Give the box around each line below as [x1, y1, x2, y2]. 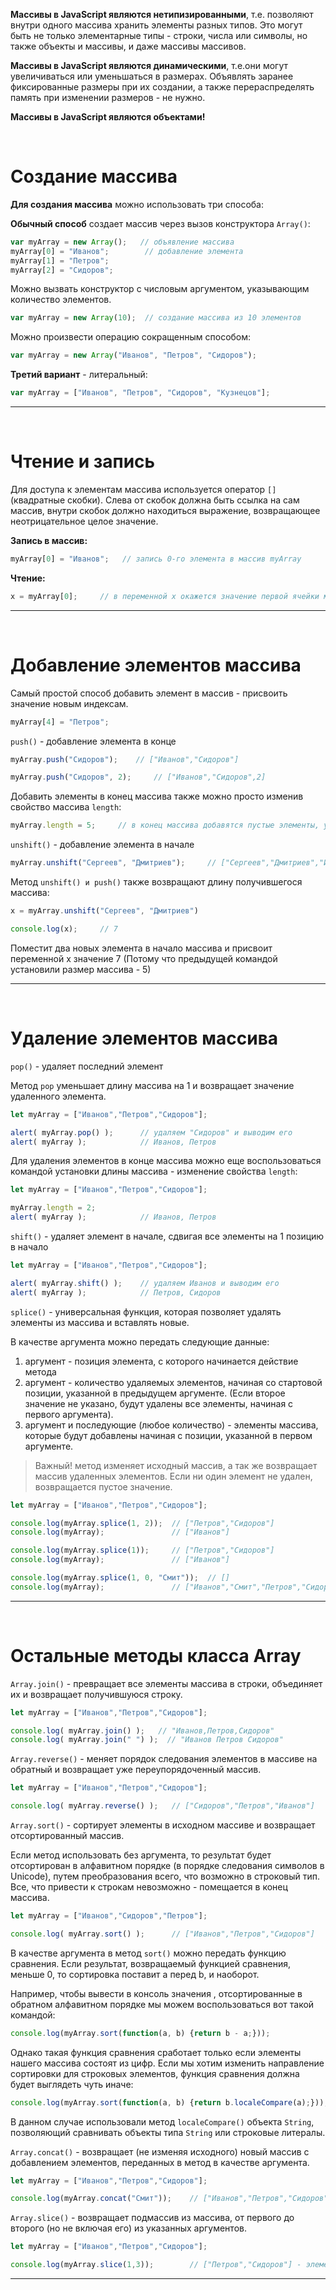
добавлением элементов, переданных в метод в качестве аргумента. [10, 2156, 310, 2168]
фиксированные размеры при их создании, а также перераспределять [10, 81, 315, 93]
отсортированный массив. [10, 1830, 125, 1842]
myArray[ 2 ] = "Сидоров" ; [10, 265, 114, 275]
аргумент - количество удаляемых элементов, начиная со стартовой [24, 1376, 323, 1388]
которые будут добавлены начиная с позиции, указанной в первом [24, 1429, 313, 1441]
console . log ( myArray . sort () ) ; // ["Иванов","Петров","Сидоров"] [10, 1929, 315, 1939]
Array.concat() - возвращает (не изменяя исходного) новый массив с [10, 2145, 310, 2158]
